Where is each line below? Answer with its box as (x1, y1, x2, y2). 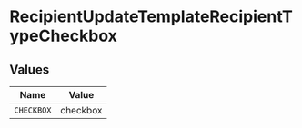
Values (9, 62, 50, 77)
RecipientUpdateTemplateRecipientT (9, 6, 293, 27)
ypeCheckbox (9, 25, 118, 46)
